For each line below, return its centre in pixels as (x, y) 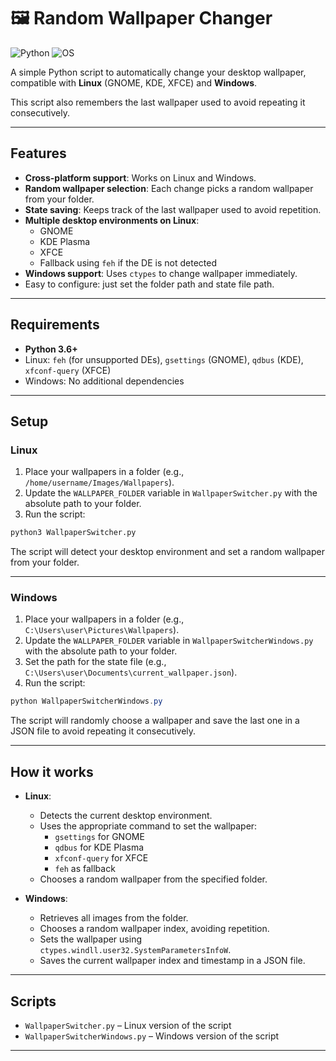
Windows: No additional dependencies (104, 381)
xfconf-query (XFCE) (68, 370)
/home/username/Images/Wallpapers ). (99, 482)
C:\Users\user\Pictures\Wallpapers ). (102, 630)
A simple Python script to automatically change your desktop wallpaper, (158, 72)
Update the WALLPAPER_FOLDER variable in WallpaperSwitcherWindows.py (169, 641)
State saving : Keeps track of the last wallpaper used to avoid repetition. (173, 209)
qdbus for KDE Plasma (99, 847)
